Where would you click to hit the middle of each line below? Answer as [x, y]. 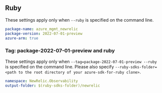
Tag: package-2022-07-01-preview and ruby [60, 51]
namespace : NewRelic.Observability [42, 81]
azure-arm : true [22, 38]
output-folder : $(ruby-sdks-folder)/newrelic [52, 86]
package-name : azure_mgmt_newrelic [42, 29]
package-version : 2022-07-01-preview [44, 33]
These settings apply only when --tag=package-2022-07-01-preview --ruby [81, 62]
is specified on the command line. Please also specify [60, 66]
